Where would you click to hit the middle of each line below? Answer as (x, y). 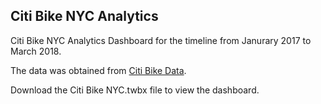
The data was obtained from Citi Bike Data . (98, 70)
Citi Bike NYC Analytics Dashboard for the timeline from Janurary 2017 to (161, 40)
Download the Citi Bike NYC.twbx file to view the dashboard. (135, 90)
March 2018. (36, 51)
